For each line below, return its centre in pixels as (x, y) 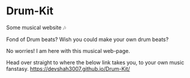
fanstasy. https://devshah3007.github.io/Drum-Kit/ (68, 68)
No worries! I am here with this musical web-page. (68, 51)
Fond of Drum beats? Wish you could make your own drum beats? (88, 39)
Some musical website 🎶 (36, 27)
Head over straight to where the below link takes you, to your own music (95, 62)
